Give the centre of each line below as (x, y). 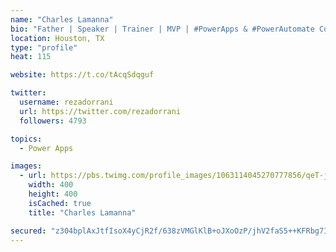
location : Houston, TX (57, 38)
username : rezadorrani (66, 102)
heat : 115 (31, 57)
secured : (28, 231)
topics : (26, 139)
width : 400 (51, 185)
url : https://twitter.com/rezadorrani (100, 111)
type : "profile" (44, 47)
